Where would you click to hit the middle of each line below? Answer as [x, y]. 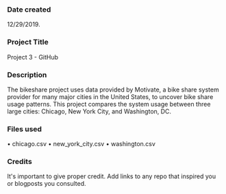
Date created [29, 10]
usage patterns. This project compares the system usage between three [109, 104]
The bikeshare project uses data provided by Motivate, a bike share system [113, 89]
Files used [25, 129]
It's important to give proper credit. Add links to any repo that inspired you [112, 176]
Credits [20, 162]
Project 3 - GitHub [33, 57]
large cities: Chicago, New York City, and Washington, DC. [89, 111]
